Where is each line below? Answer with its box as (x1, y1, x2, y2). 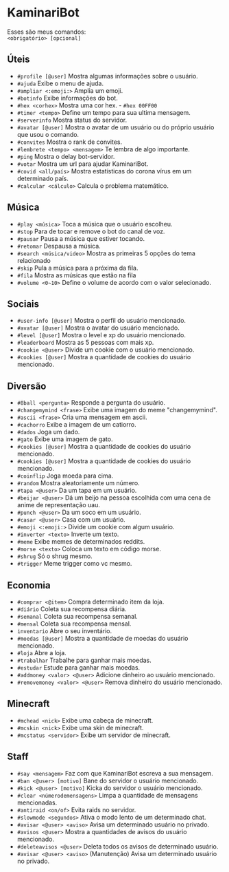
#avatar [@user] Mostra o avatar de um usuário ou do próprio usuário (16, 123, 215, 131)
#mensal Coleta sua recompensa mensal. (16, 619, 132, 628)
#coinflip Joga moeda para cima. (16, 471, 114, 480)
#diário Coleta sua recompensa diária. (16, 605, 127, 613)
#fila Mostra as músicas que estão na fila (16, 270, 136, 279)
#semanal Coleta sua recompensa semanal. (16, 613, 138, 620)
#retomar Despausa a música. (16, 242, 101, 250)
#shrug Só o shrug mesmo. (16, 552, 93, 560)
